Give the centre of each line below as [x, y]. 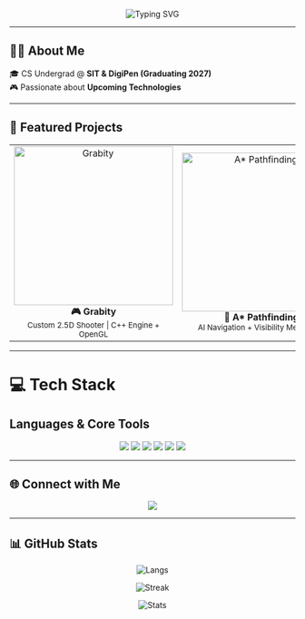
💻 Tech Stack [63, 384]
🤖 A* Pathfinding [261, 318]
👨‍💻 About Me [47, 51]
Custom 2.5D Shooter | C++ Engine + [93, 325]
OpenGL [93, 334]
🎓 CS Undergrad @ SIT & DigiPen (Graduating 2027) [110, 74]
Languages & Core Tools [79, 424]
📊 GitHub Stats [54, 543]
